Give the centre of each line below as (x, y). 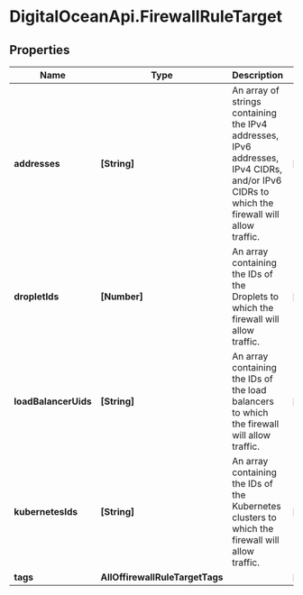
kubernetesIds (46, 512)
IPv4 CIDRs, (257, 169)
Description (257, 75)
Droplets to (255, 297)
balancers (253, 401)
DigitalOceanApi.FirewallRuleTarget (146, 17)
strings (246, 101)
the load (249, 390)
